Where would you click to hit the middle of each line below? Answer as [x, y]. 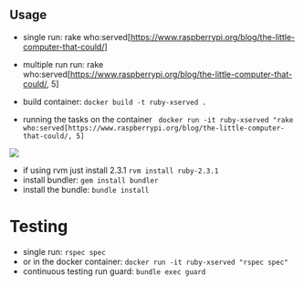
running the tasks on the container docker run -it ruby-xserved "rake [158, 119]
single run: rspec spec [64, 251]
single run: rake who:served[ [76, 37]
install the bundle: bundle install [86, 189]
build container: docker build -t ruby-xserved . [115, 101]
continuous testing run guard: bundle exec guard [114, 271]
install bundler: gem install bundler [90, 180]
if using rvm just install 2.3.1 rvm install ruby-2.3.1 [121, 170]
